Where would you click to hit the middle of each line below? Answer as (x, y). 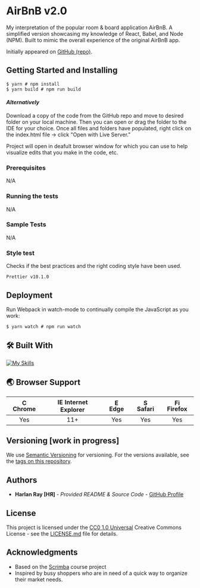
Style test (20, 253)
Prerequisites (26, 168)
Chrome (24, 409)
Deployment (29, 295)
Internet (76, 402)
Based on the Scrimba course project (60, 567)
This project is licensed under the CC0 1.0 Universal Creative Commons (94, 527)
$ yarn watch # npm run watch (44, 326)
